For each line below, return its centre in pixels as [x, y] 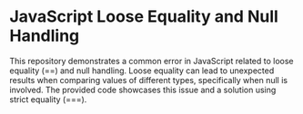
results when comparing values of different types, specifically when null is [149, 80]
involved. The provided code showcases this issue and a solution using [143, 90]
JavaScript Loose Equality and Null [144, 17]
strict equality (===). [48, 99]
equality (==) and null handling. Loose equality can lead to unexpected [142, 71]
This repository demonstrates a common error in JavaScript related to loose [151, 61]
